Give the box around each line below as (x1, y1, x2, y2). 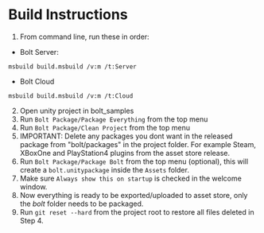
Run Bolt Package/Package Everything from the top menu (19, 114, 208, 124)
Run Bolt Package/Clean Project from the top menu (19, 122, 191, 132)
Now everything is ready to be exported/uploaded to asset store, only (19, 190, 248, 200)
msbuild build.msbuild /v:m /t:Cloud (8, 91, 134, 100)
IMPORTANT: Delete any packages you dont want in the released (19, 131, 233, 141)
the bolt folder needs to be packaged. (19, 199, 144, 208)
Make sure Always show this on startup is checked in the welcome (19, 173, 243, 183)
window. (19, 181, 48, 192)
